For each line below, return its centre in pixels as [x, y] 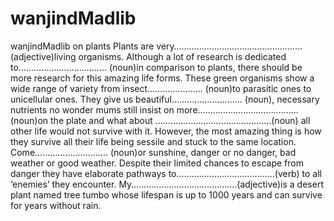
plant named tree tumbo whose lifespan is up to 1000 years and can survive [166, 194]
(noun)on [29, 120]
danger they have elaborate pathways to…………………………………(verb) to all [166, 173]
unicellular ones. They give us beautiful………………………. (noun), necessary [165, 99]
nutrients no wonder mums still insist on [92, 109]
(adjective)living [43, 56]
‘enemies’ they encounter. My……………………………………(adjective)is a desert [167, 184]
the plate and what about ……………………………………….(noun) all [180, 120]
